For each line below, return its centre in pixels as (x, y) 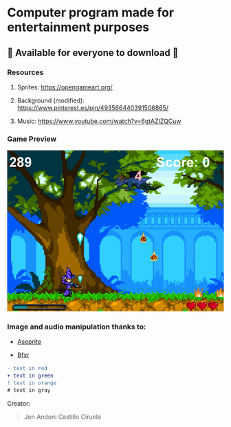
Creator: (19, 403)
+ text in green (30, 376)
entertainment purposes (78, 27)
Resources (25, 72)
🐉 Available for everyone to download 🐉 (93, 53)
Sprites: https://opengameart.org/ (65, 87)
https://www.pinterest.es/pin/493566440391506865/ (93, 107)
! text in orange (32, 383)
